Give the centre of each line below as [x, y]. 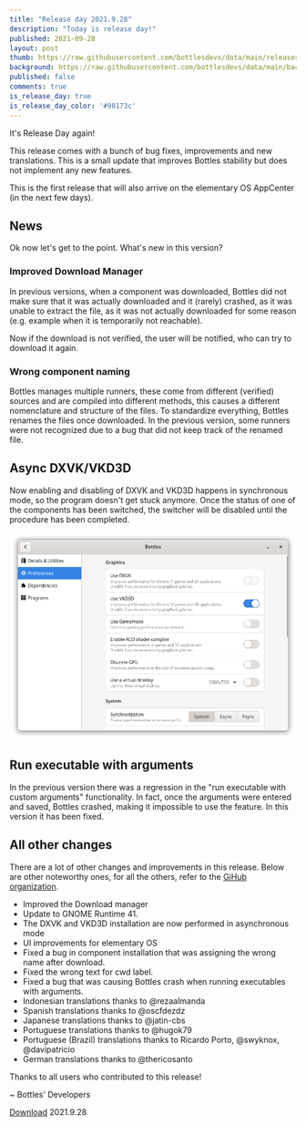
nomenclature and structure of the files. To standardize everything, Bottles [149, 410]
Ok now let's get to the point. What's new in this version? [116, 248]
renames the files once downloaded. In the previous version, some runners [150, 420]
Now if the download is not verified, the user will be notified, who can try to [151, 338]
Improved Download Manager [76, 272]
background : [32, 67]
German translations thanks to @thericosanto [107, 1059]
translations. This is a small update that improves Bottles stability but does [148, 160]
